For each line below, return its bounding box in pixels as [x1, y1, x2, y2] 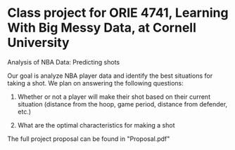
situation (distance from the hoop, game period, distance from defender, [17, 100, 227, 108]
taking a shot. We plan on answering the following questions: [7, 79, 184, 87]
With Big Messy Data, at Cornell [7, 20, 197, 36]
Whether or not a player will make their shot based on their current [17, 93, 211, 101]
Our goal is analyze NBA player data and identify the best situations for [7, 71, 213, 80]
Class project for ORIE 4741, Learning [7, 5, 229, 21]
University [7, 35, 70, 50]
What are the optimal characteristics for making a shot [17, 121, 175, 129]
